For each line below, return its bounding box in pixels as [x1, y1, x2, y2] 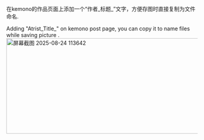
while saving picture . [6, 32, 59, 38]
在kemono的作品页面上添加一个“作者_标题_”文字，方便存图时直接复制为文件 [6, 5, 195, 12]
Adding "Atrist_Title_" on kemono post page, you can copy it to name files [6, 25, 190, 32]
